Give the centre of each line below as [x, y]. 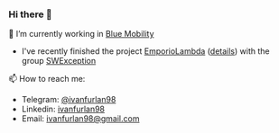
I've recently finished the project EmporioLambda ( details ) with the [145, 51]
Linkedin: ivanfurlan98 [63, 109]
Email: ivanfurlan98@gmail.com [80, 119]
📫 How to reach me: [47, 79]
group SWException [59, 61]
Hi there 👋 [31, 14]
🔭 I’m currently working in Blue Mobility [81, 34]
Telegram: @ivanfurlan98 [69, 100]
